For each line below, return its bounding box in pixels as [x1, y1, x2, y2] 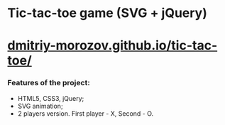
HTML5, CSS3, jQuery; [17, 94, 84, 102]
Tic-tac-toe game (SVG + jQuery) [7, 5, 207, 21]
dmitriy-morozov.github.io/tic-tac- [7, 38, 218, 54]
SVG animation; [17, 102, 63, 110]
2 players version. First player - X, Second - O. [17, 109, 154, 118]
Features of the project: [7, 78, 90, 88]
